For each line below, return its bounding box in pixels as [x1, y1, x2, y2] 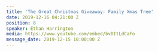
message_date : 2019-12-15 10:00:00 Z [6, 36, 101, 42]
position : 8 [6, 20, 36, 26]
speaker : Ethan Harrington [6, 25, 74, 32]
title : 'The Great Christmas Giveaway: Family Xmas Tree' [6, 8, 154, 15]
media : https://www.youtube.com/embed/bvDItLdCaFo [6, 31, 135, 37]
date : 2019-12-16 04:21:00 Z [6, 14, 79, 20]
